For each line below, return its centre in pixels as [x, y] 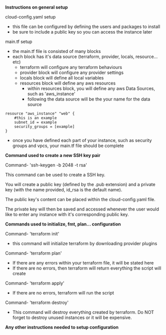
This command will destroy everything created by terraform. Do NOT [83, 312]
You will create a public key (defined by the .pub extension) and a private [80, 184]
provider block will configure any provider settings [72, 72]
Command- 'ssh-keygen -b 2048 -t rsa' [46, 165]
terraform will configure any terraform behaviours [71, 67]
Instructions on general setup [37, 7]
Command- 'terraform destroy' [37, 302]
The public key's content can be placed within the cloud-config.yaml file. [80, 199]
